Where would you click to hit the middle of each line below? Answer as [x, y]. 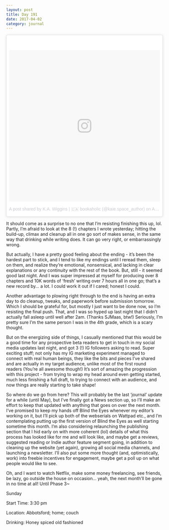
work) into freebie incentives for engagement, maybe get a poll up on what [83, 458]
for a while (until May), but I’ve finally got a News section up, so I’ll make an [84, 400]
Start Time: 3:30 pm [27, 503]
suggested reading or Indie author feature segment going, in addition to [79, 442]
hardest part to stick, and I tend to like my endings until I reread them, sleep [84, 260]
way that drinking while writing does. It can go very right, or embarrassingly [84, 239]
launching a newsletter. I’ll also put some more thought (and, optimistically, [83, 453]
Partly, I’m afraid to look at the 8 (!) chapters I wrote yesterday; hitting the [81, 229]
